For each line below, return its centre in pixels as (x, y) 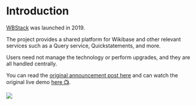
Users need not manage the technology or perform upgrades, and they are (98, 57)
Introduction (38, 11)
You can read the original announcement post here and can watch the (92, 75)
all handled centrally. (32, 64)
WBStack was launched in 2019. (46, 28)
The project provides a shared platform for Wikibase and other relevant (94, 39)
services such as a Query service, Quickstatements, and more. (84, 46)
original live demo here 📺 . (39, 82)
